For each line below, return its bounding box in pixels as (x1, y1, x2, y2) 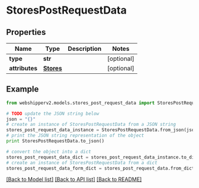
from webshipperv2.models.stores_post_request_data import (6, 100, 155, 106)
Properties (6, 27, 46, 37)
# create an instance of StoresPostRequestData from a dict (6, 160, 158, 166)
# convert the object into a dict (6, 148, 92, 154)
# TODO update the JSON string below (6, 111, 99, 116)
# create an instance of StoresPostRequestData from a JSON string (6, 122, 176, 128)
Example (6, 84, 39, 95)
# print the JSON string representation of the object (6, 132, 145, 139)
